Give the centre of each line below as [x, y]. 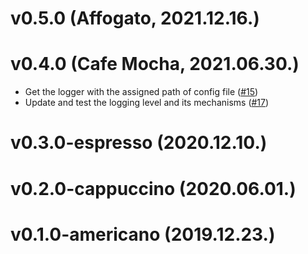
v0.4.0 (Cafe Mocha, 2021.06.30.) [155, 64]
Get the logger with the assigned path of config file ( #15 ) [141, 92]
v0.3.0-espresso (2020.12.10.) [139, 143]
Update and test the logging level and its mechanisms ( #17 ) [147, 103]
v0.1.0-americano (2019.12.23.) [143, 234]
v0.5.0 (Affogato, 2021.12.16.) [135, 18]
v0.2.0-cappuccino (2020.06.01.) [153, 188]
